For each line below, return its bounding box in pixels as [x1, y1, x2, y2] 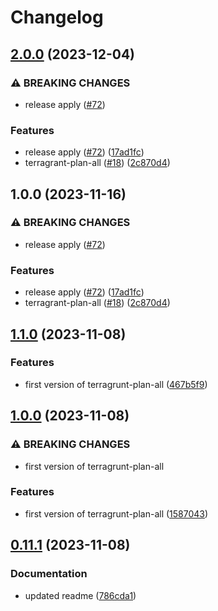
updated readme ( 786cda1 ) [24, 589, 137, 601]
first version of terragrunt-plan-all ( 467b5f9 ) [24, 378, 208, 390]
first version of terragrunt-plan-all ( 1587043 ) [24, 507, 209, 520]
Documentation [10, 567, 88, 581]
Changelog [10, 6, 104, 29]
